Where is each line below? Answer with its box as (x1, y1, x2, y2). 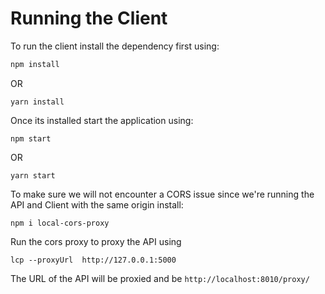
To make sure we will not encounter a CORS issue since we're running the (10, 188, 315, 200)
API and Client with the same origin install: (10, 198, 184, 211)
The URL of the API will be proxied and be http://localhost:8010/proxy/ (10, 272, 310, 284)
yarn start (10, 170, 56, 181)
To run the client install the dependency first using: (10, 40, 220, 52)
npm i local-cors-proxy (10, 218, 110, 228)
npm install (10, 59, 60, 69)
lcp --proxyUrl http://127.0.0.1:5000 (10, 255, 177, 265)
